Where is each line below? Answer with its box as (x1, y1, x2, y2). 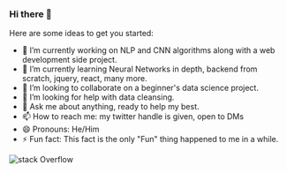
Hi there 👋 (9, 8, 53, 20)
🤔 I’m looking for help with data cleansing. (21, 92, 175, 102)
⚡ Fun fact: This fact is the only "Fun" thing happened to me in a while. (21, 134, 279, 145)
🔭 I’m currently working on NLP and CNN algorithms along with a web (21, 45, 276, 56)
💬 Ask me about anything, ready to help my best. (21, 102, 200, 112)
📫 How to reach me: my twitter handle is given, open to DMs (21, 111, 245, 122)
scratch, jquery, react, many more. (21, 73, 147, 84)
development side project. (21, 55, 117, 65)
